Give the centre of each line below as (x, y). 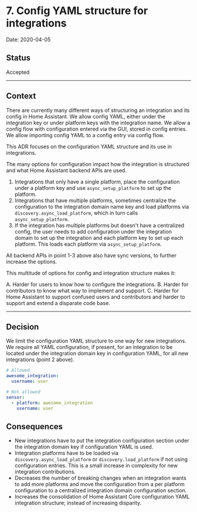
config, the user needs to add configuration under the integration (93, 231)
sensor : (16, 397)
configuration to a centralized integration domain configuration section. (101, 490)
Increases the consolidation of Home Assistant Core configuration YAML (102, 497)
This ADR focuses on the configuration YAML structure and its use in (89, 146)
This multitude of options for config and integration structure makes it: (91, 273)
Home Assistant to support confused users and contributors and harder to (96, 297)
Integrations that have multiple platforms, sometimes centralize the (95, 200)
